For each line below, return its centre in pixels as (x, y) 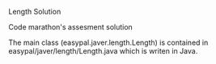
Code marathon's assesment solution (71, 27)
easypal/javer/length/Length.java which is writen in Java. (103, 51)
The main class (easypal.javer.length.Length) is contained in (108, 42)
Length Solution (35, 12)
